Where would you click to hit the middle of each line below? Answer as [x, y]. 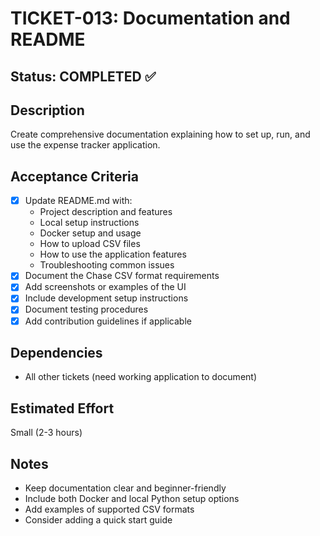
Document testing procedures [86, 309]
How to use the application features [113, 254]
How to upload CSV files [90, 244]
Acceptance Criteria [74, 176]
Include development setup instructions [106, 298]
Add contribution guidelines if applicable [108, 321]
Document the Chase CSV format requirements [122, 276]
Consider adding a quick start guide [98, 520]
